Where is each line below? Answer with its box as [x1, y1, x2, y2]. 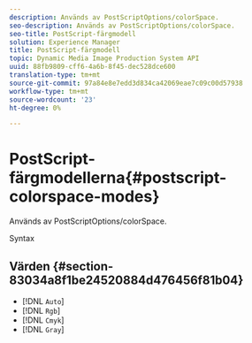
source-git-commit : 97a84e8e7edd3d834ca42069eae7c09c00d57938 [9, 79, 243, 88]
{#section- [52, 258, 114, 274]
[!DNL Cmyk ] [21, 315, 65, 325]
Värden [9, 258, 50, 274]
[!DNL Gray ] [21, 324, 65, 334]
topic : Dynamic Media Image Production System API [9, 54, 200, 63]
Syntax [9, 233, 35, 244]
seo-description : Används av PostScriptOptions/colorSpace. [9, 21, 236, 30]
